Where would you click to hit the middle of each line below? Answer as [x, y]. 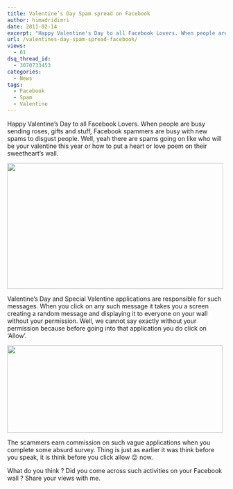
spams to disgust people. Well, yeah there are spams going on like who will [114, 138]
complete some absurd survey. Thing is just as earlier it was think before [111, 449]
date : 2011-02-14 [32, 26]
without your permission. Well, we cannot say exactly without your [102, 321]
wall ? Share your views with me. [54, 478]
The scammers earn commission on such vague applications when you [109, 442]
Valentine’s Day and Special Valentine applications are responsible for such [114, 299]
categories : [24, 72]
